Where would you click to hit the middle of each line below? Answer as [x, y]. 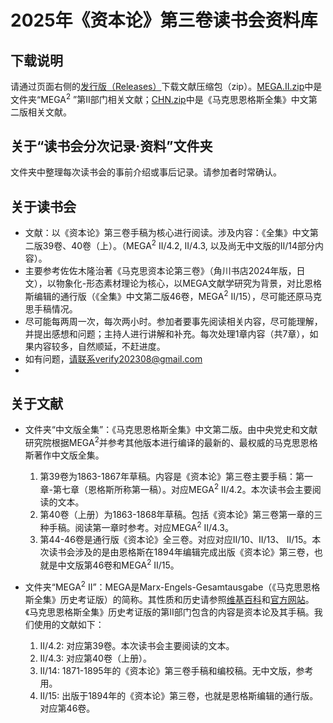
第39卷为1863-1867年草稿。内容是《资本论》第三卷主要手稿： [168, 477]
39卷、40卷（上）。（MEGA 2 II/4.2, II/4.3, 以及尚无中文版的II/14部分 [178, 244]
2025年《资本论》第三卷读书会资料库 [164, 20]
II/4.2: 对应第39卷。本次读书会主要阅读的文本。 [137, 645]
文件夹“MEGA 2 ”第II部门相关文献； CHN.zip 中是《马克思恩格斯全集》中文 [159, 98]
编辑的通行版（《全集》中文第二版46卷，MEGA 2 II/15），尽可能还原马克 [177, 295]
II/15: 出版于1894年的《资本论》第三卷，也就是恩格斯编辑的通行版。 [179, 695]
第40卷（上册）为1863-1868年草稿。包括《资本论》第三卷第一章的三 [181, 514]
